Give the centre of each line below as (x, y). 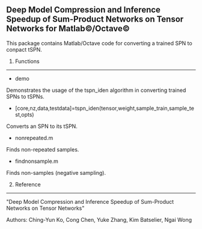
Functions (27, 61)
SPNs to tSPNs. (26, 96)
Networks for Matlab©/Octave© (68, 29)
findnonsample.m (37, 161)
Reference (28, 184)
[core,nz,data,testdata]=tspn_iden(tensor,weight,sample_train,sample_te (104, 108)
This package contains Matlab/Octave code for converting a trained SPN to (99, 43)
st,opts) (24, 114)
